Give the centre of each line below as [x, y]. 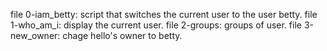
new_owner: [35, 35]
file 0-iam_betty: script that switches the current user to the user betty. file [164, 14]
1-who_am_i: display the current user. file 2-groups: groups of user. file [156, 25]
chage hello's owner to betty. [122, 35]
